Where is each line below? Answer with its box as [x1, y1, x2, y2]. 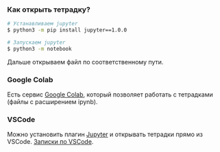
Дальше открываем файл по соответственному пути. [7, 58, 164, 66]
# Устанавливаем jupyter [7, 21, 78, 27]
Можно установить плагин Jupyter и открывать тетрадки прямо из [7, 130, 204, 138]
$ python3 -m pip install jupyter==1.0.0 [7, 27, 127, 34]
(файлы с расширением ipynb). [7, 98, 98, 106]
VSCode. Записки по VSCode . [7, 138, 94, 146]
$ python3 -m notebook [7, 45, 72, 52]
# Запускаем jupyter [7, 39, 66, 46]
